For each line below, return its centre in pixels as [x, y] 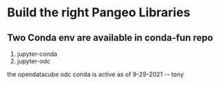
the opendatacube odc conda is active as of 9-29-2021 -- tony [96, 74]
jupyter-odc [34, 61]
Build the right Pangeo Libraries [99, 13]
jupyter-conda [37, 54]
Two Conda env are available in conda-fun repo [110, 38]
